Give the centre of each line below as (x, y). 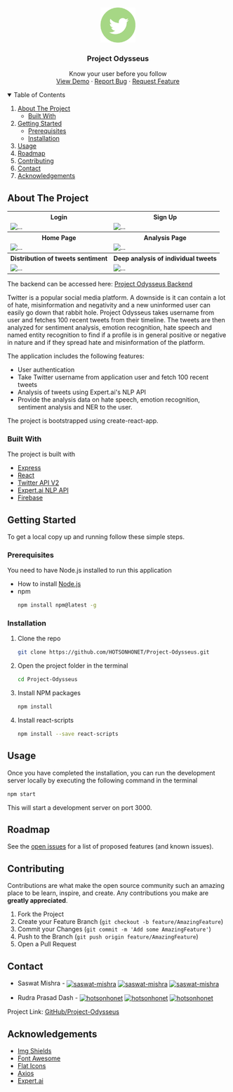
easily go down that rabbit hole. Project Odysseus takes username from (111, 312)
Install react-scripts (45, 720)
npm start (22, 794)
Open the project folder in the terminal (73, 666)
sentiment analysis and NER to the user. (75, 407)
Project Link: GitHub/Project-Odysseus (63, 1012)
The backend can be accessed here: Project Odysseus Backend (100, 284)
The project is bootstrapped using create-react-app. (83, 420)
